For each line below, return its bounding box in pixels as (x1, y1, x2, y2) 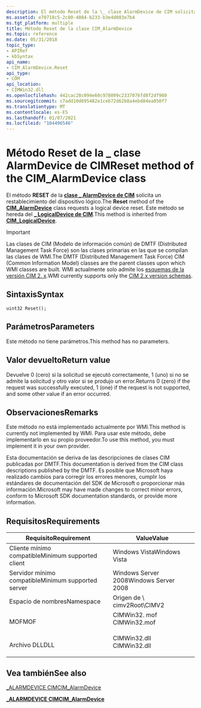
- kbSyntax (6, 53, 33, 59)
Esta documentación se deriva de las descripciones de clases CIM (6, 454, 170, 461)
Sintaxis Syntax (6, 289, 64, 300)
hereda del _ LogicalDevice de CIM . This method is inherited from (6, 211, 167, 218)
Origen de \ (112, 593, 145, 602)
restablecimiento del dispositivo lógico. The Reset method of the (6, 198, 165, 205)
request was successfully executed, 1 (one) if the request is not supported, (6, 383, 190, 391)
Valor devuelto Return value (6, 355, 111, 365)
